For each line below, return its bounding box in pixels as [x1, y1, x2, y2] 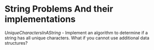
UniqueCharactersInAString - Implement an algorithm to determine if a [4, 30, 148, 35]
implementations [4, 14, 76, 25]
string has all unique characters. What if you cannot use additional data [4, 35, 150, 41]
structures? [4, 40, 28, 46]
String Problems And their [4, 3, 114, 15]
